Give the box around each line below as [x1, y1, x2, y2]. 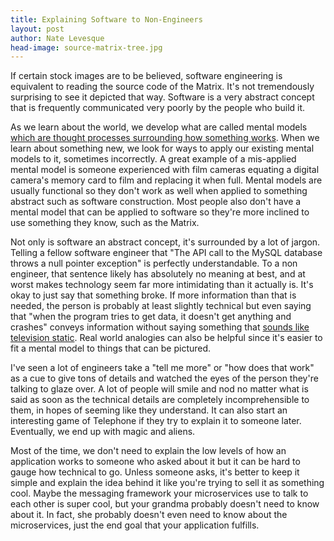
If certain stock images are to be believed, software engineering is [10, 70, 283, 82]
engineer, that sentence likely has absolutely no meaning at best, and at [10, 268, 306, 280]
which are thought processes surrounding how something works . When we [10, 132, 320, 144]
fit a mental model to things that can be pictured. [10, 342, 212, 355]
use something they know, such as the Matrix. [10, 217, 200, 229]
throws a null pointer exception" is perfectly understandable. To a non [10, 257, 298, 270]
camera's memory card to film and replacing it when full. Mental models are [10, 174, 323, 186]
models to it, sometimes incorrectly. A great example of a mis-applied [10, 153, 297, 165]
